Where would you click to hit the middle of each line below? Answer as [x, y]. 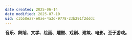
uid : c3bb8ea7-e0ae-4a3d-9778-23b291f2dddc [50, 18]
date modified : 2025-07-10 [33, 14]
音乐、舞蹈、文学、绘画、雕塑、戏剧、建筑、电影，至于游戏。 [67, 33]
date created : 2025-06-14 [31, 9]
